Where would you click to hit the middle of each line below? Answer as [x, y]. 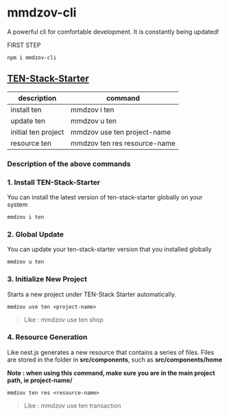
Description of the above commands [69, 164]
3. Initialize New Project [47, 279]
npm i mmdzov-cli [32, 57]
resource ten [31, 143]
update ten [28, 120]
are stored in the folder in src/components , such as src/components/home [115, 360]
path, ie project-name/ [40, 380]
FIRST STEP [24, 45]
